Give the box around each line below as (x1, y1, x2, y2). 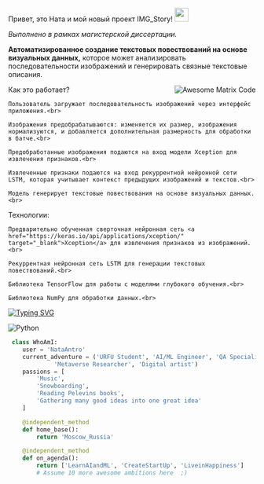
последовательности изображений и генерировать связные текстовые (8, 61, 247, 71)
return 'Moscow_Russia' (36, 433, 114, 441)
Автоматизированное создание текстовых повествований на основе (8, 45, 247, 54)
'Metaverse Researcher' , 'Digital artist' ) (53, 360, 199, 368)
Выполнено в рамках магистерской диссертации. (8, 30, 178, 38)
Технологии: (8, 211, 49, 219)
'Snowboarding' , (36, 382, 90, 390)
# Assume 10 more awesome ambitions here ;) (36, 469, 189, 477)
